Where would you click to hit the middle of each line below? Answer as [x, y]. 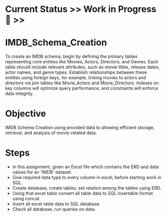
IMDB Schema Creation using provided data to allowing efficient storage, [80, 128]
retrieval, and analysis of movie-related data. [51, 133]
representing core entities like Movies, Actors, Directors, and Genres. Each [82, 62]
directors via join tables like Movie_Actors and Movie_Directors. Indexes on [82, 83]
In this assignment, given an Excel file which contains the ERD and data [85, 167]
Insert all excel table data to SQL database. [56, 204]
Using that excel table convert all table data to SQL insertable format [83, 193]
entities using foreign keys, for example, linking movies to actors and [76, 78]
